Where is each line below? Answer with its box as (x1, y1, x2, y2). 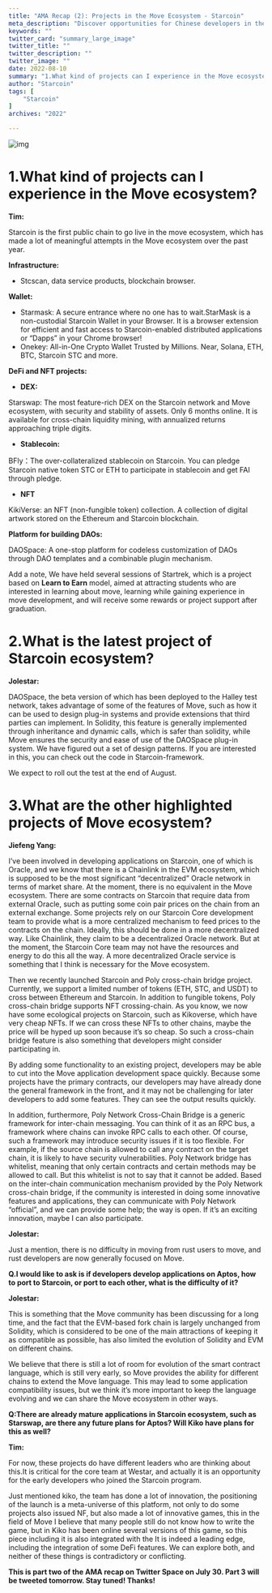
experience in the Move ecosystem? (8, 185, 257, 203)
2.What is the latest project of (8, 632, 213, 651)
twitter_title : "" (8, 42, 70, 50)
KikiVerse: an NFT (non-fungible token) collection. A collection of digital (8, 504, 249, 515)
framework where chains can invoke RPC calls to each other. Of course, (8, 1127, 249, 1137)
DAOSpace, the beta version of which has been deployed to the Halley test (8, 692, 257, 701)
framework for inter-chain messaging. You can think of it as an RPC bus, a (8, 1118, 255, 1128)
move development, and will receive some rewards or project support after (8, 595, 257, 605)
